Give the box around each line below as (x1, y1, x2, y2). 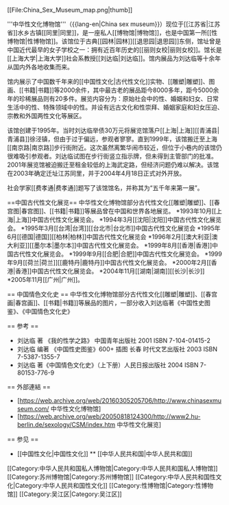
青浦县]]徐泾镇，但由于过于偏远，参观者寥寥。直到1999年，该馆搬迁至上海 (7, 135, 217, 143)
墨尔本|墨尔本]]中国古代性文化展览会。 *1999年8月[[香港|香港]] (34, 242, 213, 249)
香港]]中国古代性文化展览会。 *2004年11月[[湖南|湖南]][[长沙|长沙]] (14, 267, 205, 275)
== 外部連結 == (7, 383, 51, 390)
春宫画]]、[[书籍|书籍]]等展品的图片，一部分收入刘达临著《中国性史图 (14, 298, 210, 307)
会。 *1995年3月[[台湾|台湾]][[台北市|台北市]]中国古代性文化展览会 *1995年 (7, 224, 221, 232)
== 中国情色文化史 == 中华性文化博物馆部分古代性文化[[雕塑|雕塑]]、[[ (7, 290, 206, 298)
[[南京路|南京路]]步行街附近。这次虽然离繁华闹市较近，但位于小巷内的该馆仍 (7, 143, 223, 152)
